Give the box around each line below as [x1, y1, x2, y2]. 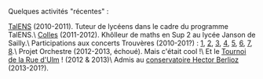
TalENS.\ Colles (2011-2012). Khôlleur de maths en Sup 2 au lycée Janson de [8, 31, 257, 39]
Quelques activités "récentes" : [8, 7, 109, 16]
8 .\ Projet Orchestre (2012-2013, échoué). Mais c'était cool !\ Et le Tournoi [8, 47, 247, 56]
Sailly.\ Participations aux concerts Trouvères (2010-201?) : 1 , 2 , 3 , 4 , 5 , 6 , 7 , [8, 38, 253, 48]
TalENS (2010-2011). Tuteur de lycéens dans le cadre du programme [8, 22, 229, 31]
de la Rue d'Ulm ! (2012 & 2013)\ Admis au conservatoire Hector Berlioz [8, 55, 239, 64]
